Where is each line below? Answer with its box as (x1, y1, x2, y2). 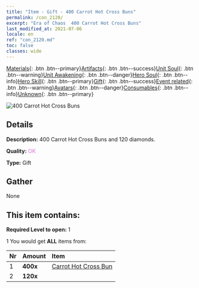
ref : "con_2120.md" (6, 37, 55, 43)
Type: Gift (6, 159, 31, 166)
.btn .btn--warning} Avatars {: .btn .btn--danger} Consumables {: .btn (6, 84, 173, 91)
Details (6, 120, 33, 130)
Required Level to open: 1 (6, 226, 71, 233)
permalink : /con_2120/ (6, 14, 63, 21)
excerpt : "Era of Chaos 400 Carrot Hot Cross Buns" (6, 20, 142, 26)
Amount (22, 252, 46, 260)
